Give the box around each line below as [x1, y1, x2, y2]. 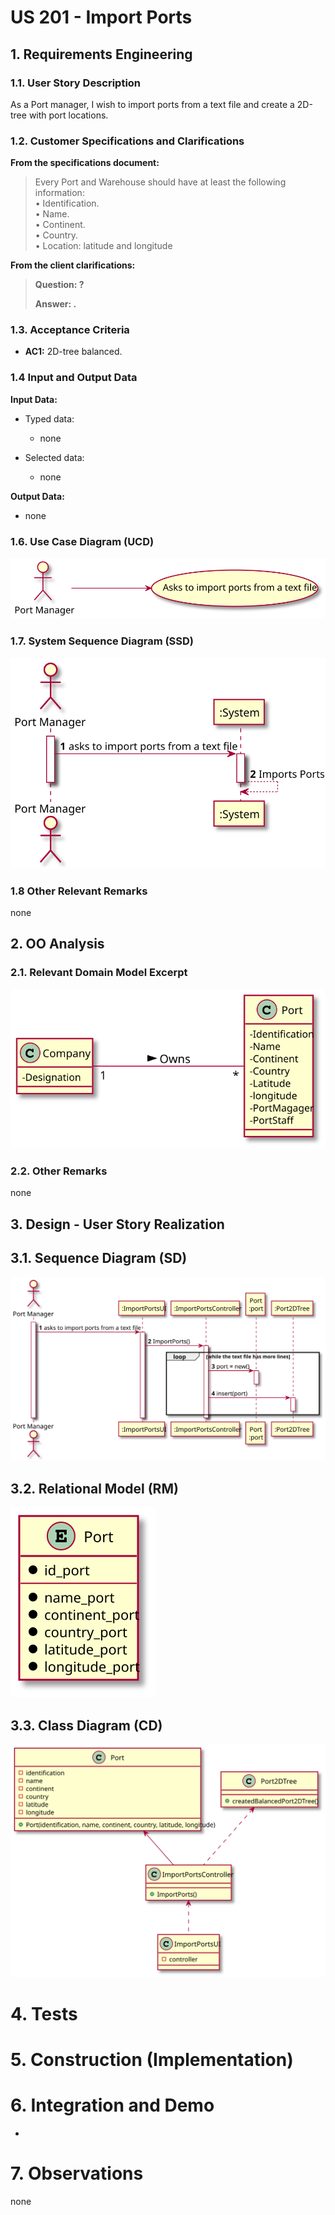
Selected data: [24, 451, 85, 463]
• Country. [34, 229, 79, 241]
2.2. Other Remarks [10, 1164, 108, 1178]
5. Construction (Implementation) [10, 2049, 294, 2071]
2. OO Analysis [10, 936, 105, 953]
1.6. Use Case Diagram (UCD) [10, 534, 155, 548]
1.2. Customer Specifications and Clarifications [10, 134, 245, 148]
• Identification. [34, 197, 100, 210]
